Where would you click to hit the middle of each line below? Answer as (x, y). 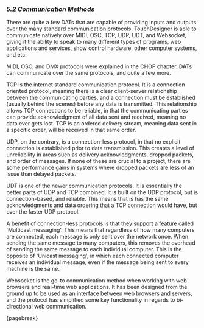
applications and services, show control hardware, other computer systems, (102, 48)
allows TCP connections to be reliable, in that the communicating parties (97, 111)
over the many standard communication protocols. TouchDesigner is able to (101, 29)
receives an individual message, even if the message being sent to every (97, 262)
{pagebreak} (22, 318)
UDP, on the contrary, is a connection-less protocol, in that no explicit (93, 142)
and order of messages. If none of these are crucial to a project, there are (98, 161)
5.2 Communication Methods (51, 9)
